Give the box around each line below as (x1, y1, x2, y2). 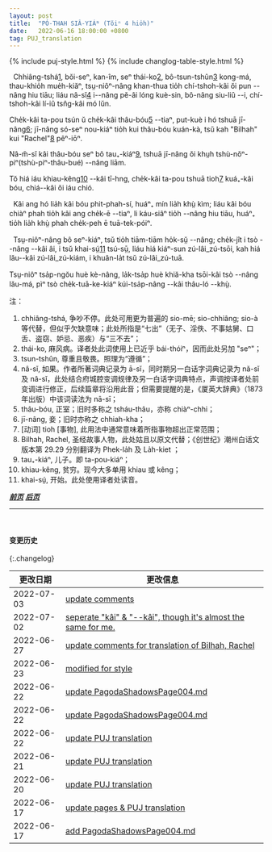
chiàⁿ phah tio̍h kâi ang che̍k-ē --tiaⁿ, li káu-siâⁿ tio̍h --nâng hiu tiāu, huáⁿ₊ (9, 209, 256, 219)
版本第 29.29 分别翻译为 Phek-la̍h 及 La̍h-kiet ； (20, 445, 181, 454)
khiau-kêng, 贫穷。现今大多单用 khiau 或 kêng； (20, 465, 181, 474)
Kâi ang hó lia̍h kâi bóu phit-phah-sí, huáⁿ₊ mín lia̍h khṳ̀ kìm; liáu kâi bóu (12, 199, 252, 209)
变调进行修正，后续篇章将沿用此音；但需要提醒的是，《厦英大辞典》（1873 (20, 384, 263, 394)
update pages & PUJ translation (65, 802, 186, 813)
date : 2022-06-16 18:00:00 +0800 (9, 27, 129, 35)
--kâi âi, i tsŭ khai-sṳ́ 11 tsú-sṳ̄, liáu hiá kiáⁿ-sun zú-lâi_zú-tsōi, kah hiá (31, 244, 261, 254)
